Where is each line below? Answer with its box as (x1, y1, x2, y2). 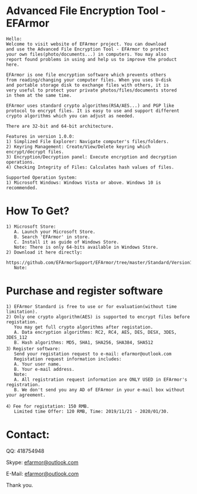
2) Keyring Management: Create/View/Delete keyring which (6, 144, 151, 150)
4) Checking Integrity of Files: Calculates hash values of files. (6, 164, 175, 170)
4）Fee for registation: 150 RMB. (6, 403, 90, 409)
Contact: (6, 428, 50, 441)
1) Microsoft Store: (6, 224, 57, 229)
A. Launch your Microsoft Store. (13, 229, 96, 235)
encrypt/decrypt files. (6, 148, 64, 155)
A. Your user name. (13, 361, 62, 367)
